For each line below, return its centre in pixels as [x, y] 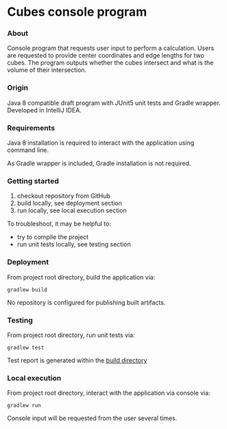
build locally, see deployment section [69, 204]
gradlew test [26, 347]
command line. [28, 150]
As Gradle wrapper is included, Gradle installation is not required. [99, 163]
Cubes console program [77, 12]
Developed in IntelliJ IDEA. [45, 110]
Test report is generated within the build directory [77, 360]
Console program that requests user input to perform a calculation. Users [111, 48]
